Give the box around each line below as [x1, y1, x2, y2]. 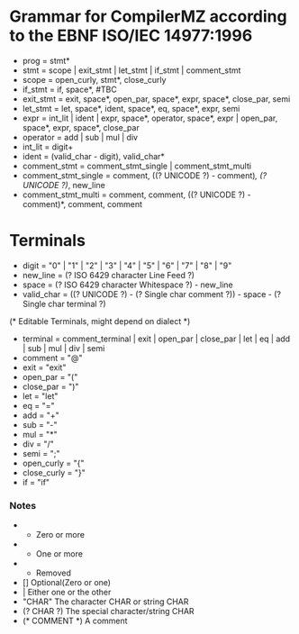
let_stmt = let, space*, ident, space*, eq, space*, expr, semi [22, 103, 240, 113]
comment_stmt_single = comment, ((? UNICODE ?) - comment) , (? [22, 169, 267, 181]
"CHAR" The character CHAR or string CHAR [22, 596, 189, 607]
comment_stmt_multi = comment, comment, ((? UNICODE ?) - [22, 189, 251, 200]
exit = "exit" [22, 362, 67, 373]
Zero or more [35, 530, 86, 540]
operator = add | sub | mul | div [22, 131, 138, 142]
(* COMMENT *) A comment [22, 615, 128, 627]
